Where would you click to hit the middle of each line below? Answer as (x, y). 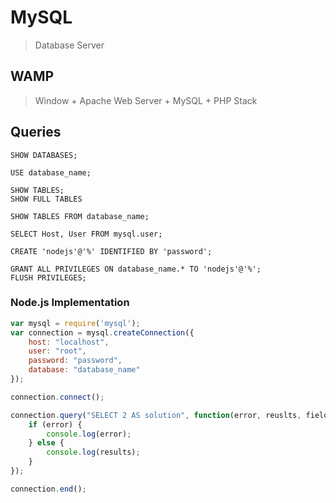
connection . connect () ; (57, 397)
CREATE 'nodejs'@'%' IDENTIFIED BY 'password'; (111, 251)
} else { (46, 443)
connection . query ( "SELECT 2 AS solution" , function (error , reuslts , (156, 415)
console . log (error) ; (89, 434)
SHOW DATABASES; (44, 155)
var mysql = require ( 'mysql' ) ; (75, 323)
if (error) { (55, 424)
